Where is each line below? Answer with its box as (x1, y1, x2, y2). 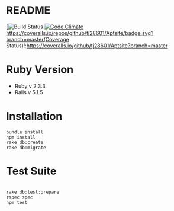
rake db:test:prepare (6, 189, 60, 195)
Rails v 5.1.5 (14, 88, 43, 95)
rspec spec (6, 194, 33, 200)
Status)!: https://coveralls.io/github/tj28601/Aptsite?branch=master (6, 42, 168, 49)
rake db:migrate (6, 145, 46, 151)
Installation (6, 110, 63, 123)
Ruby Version (6, 63, 74, 76)
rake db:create (6, 139, 44, 145)
